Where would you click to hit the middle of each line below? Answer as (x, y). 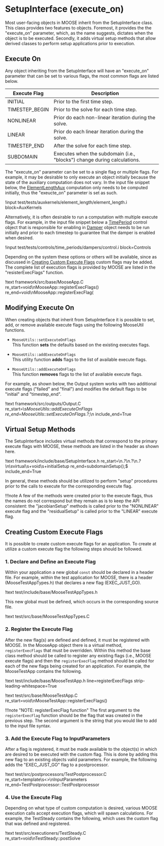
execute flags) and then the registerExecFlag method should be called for (80, 661)
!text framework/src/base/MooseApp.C (44, 282)
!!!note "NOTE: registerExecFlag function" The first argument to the (72, 710)
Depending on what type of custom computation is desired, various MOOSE (81, 808)
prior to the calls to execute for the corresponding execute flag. (69, 486)
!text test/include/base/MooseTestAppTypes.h (51, 592)
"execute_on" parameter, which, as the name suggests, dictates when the (79, 33)
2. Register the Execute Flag (39, 629)
